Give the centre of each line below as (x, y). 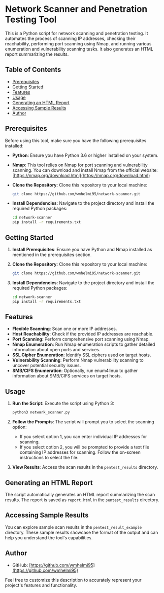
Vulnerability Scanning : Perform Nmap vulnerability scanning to (78, 360)
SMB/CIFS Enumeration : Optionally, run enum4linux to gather (75, 371)
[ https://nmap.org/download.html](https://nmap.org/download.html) (81, 175)
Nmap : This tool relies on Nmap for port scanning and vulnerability (80, 165)
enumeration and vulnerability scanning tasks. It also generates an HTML (79, 49)
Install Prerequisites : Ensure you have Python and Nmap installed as (82, 249)
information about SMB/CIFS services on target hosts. (67, 376)
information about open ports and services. (56, 350)
